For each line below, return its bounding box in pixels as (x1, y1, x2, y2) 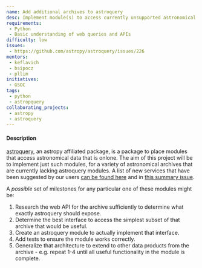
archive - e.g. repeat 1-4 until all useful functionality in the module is (15, 249, 185, 256)
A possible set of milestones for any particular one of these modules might (6, 185, 192, 192)
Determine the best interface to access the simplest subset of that (15, 216, 180, 224)
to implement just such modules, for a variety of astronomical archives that (6, 161, 193, 168)
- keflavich (8, 59, 39, 65)
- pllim (8, 71, 28, 77)
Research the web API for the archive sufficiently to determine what (15, 203, 184, 211)
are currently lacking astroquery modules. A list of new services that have (6, 167, 191, 174)
